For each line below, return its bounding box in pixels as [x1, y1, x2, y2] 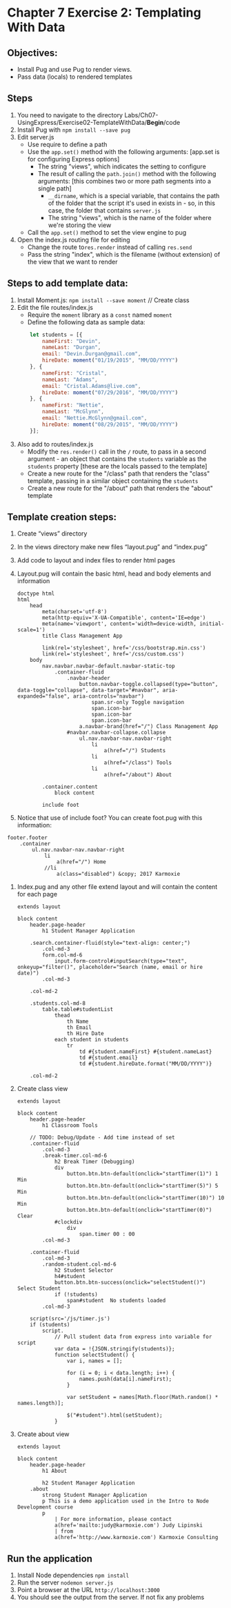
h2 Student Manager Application [42, 1480, 135, 1487]
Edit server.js [17, 133, 54, 141]
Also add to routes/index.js [17, 440, 94, 448]
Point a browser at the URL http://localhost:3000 [17, 1586, 160, 1594]
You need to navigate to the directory [17, 110, 123, 119]
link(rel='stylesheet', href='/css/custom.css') [42, 651, 185, 658]
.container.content [42, 783, 98, 791]
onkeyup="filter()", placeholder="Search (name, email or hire [17, 964, 203, 971]
